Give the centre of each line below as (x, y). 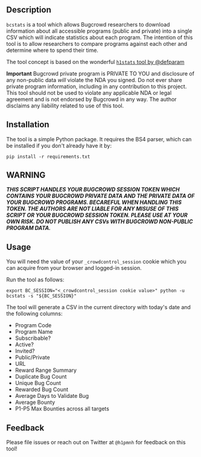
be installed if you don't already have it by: (59, 145)
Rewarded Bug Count (41, 389)
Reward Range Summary (46, 370)
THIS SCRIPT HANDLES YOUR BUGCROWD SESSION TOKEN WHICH (93, 190)
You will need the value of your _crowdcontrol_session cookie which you (96, 261)
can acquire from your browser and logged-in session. (74, 268)
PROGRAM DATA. (29, 228)
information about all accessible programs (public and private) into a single (99, 31)
